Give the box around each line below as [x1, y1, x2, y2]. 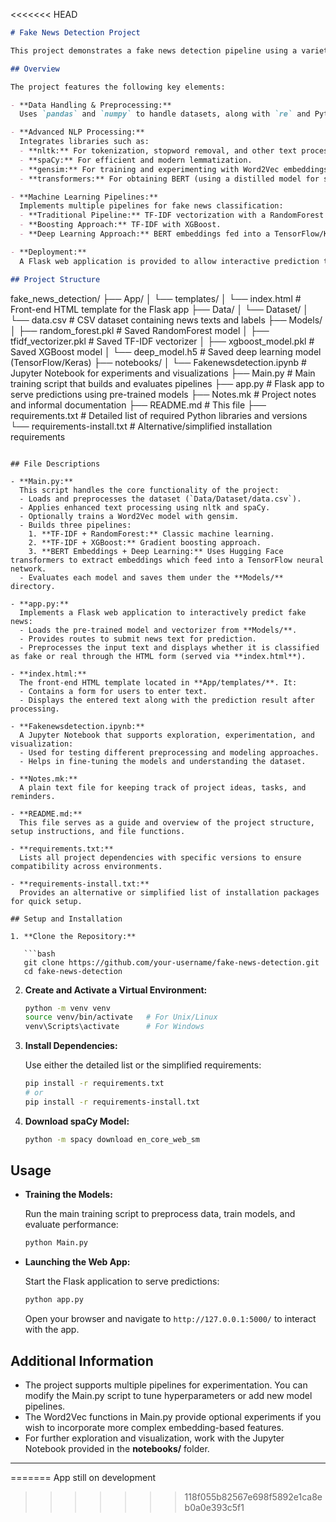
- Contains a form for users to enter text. [19, 686, 208, 696]
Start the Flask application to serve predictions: [24, 1275, 220, 1288]
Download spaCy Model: [24, 1115, 130, 1127]
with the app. [24, 1324, 80, 1336]
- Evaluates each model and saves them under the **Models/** [19, 572, 284, 583]
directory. [10, 581, 56, 591]
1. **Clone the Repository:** [10, 931, 137, 941]
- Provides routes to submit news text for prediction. [19, 634, 257, 644]
